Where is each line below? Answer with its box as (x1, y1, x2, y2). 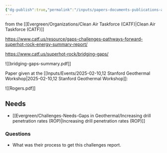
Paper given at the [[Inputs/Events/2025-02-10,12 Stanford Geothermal (5, 70, 151, 76)
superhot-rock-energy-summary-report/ (5, 41, 88, 47)
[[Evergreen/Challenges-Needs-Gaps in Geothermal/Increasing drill (12, 113, 151, 119)
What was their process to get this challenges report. (12, 142, 121, 148)
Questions (5, 131, 31, 138)
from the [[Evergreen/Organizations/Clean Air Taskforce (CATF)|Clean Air (5, 21, 156, 27)
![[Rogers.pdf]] (5, 85, 36, 91)
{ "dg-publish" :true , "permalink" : (5, 7, 75, 12)
